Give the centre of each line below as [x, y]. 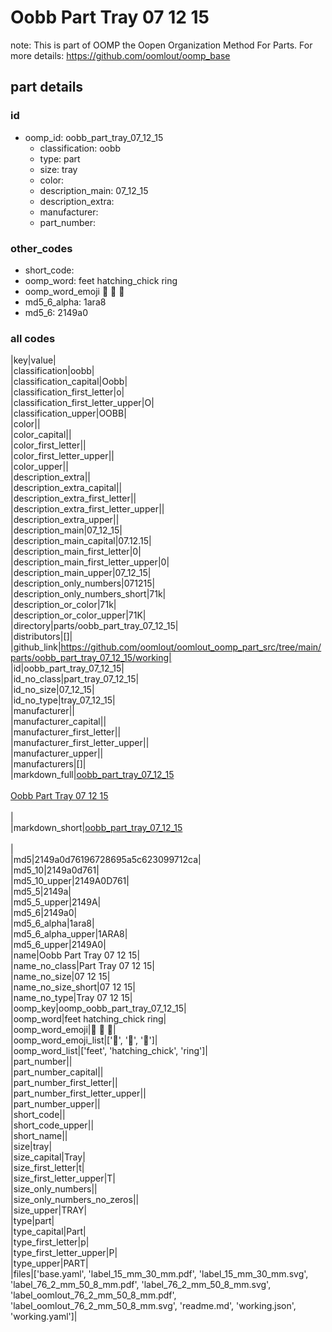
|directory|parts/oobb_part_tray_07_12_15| [94, 626]
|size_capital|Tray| [48, 1157]
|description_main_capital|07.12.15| [81, 541]
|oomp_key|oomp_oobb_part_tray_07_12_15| [98, 1008]
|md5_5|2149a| [41, 892]
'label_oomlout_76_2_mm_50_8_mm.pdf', [93, 1295]
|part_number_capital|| [57, 1072]
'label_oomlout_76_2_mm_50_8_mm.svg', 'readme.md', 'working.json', [153, 1306]
